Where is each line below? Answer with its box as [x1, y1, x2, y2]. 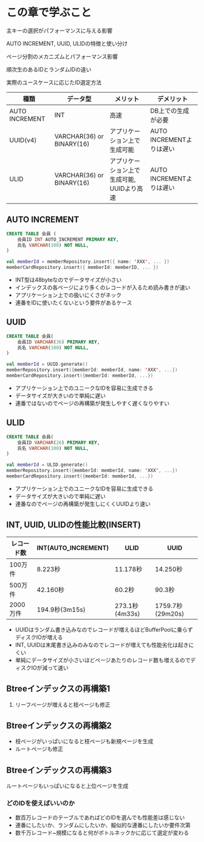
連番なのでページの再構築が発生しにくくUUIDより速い [15, 500, 151, 507]
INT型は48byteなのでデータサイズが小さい [15, 276, 122, 284]
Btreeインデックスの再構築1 [6, 683, 110, 694]
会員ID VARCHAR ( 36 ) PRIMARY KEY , [17, 339, 100, 345]
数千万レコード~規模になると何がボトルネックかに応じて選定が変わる [15, 829, 189, 837]
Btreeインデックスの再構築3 [6, 765, 112, 775]
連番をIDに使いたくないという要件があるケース [15, 299, 132, 306]
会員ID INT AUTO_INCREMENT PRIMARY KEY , [17, 236, 119, 243]
